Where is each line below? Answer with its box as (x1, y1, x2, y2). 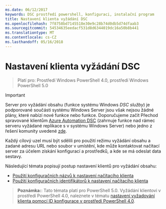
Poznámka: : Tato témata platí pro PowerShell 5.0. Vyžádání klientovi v (17, 187, 161, 193)
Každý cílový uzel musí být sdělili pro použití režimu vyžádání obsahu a (5, 137, 151, 144)
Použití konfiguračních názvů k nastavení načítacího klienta (12, 172, 134, 178)
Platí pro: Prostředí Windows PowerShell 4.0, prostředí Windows (17, 77, 149, 83)
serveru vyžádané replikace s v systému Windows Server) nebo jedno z (5, 122, 153, 129)
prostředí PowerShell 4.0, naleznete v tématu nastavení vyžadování (17, 193, 155, 199)
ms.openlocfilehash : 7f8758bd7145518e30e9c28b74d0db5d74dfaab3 (5, 21, 139, 26)
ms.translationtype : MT (5, 30, 55, 35)
